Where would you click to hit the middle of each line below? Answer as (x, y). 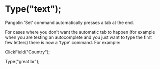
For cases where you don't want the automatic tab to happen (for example (80, 32)
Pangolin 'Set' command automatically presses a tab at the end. (69, 23)
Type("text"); (33, 9)
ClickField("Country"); (27, 52)
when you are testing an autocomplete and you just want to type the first (79, 37)
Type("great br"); (23, 61)
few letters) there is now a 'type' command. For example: (63, 42)
